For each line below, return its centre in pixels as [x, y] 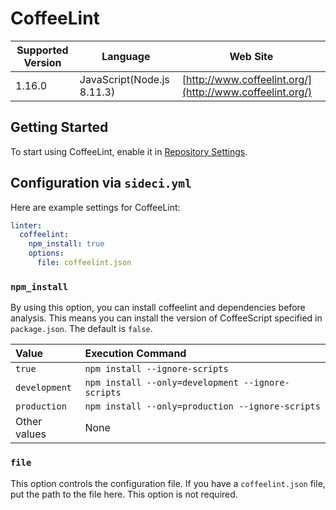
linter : [26, 225]
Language [126, 56]
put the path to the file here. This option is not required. [124, 494]
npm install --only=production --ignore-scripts [202, 406]
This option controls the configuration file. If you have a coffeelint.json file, [168, 483]
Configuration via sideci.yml [101, 183]
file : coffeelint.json [84, 263]
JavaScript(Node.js [124, 79]
